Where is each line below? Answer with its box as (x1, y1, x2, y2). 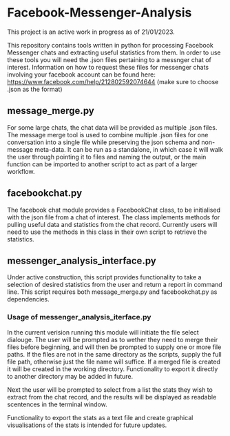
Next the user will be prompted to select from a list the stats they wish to (7, 385, 213, 394)
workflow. (7, 167, 35, 175)
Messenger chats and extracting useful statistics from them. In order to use (7, 48, 221, 57)
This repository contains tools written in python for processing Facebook (7, 41, 213, 49)
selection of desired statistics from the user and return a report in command (7, 281, 222, 289)
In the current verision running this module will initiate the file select (7, 328, 200, 336)
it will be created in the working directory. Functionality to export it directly (7, 364, 218, 373)
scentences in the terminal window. (7, 400, 108, 408)
